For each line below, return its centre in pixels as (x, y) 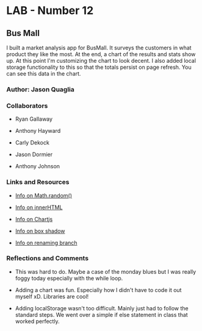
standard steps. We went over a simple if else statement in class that (101, 315)
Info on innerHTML (39, 207)
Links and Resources (38, 182)
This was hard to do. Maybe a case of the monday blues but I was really (106, 271)
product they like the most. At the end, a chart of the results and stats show (101, 54)
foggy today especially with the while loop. (69, 278)
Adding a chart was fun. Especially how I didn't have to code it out (98, 290)
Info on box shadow (40, 231)
